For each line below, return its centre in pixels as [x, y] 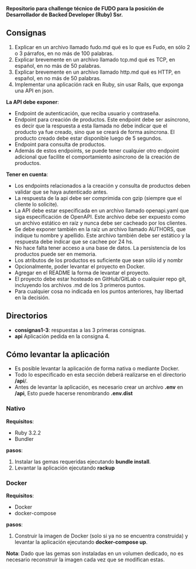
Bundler [24, 439]
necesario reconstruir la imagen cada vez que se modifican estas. [85, 560]
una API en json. [34, 91]
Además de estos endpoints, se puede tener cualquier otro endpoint [97, 150]
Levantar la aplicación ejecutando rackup [65, 468]
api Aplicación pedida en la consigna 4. [62, 336]
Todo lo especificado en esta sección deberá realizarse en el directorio [100, 375]
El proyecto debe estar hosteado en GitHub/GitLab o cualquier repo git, [100, 279]
